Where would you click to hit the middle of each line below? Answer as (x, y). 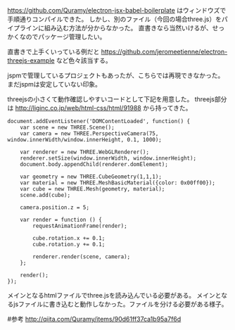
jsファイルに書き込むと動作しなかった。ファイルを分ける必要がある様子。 (120, 304)
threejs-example (31, 61)
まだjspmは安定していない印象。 (55, 84)
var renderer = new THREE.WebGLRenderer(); (85, 152)
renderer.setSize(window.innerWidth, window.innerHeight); (108, 158)
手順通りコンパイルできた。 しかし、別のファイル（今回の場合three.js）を (114, 19)
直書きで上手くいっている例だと (53, 52)
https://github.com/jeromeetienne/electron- (164, 52)
